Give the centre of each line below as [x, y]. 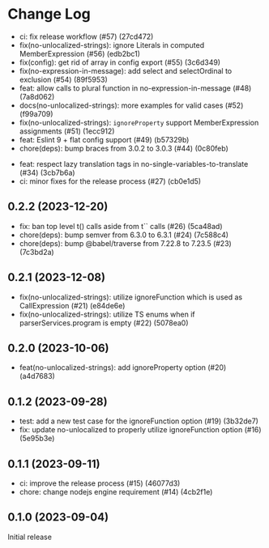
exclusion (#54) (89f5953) [64, 79]
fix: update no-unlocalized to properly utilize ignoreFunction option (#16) [140, 430]
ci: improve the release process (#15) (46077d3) [100, 483]
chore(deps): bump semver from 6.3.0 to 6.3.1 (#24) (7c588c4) [124, 235]
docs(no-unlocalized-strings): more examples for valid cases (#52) [131, 105]
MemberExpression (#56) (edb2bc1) [80, 53]
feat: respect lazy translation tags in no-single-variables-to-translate [134, 164]
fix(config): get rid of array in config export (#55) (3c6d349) [120, 62]
